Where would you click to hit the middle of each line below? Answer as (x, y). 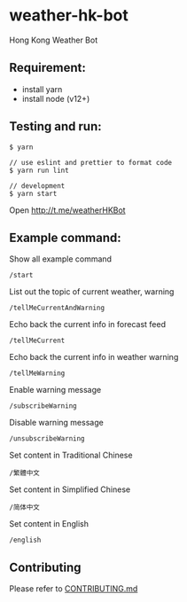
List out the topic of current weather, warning (92, 292)
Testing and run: (55, 126)
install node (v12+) (56, 98)
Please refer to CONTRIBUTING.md (74, 589)
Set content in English (49, 524)
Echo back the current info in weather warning (94, 357)
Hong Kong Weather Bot (54, 40)
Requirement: (48, 68)
